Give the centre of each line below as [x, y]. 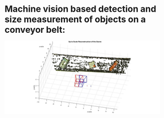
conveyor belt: [35, 30]
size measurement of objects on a [75, 19]
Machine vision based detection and [81, 9]
